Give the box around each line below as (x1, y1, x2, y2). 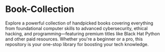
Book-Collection (5, 3, 74, 15)
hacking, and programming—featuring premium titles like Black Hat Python (5, 30, 160, 36)
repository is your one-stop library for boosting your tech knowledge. (5, 41, 149, 47)
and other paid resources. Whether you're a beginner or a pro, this (5, 36, 143, 42)
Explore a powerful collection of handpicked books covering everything (5, 20, 153, 26)
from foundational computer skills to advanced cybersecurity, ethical (5, 25, 148, 31)
